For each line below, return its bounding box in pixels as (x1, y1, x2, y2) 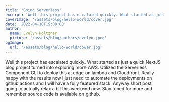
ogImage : (5, 40, 24, 45)
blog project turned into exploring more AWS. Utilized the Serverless (5, 64, 147, 70)
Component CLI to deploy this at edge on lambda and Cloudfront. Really (5, 69, 154, 76)
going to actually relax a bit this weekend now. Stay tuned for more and (5, 85, 152, 91)
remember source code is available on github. (5, 91, 101, 97)
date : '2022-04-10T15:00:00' (5, 21, 66, 27)
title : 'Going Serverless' (5, 7, 62, 13)
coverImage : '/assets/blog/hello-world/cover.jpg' (5, 17, 114, 22)
